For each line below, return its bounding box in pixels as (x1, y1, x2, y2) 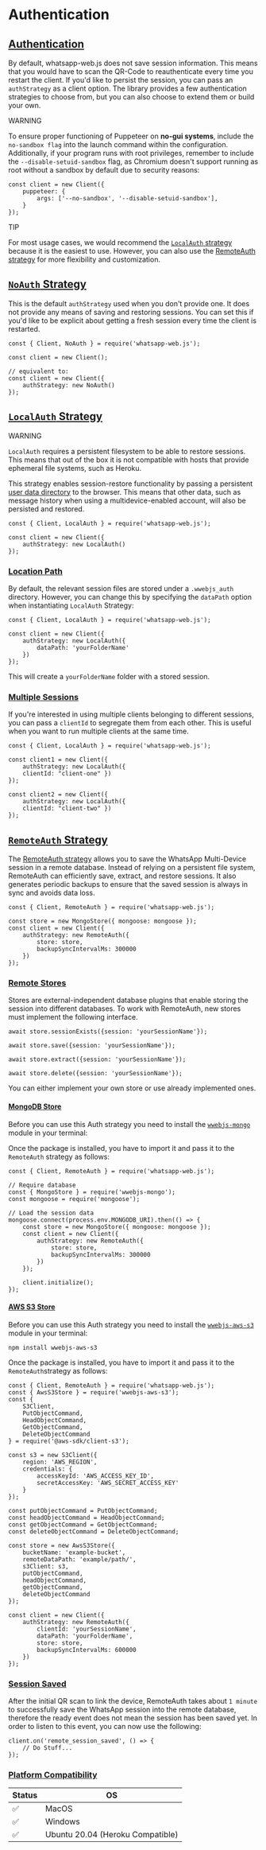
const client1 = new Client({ (8, 756, 109, 764)
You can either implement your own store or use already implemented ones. (8, 1083, 256, 1093)
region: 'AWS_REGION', (22, 1458, 98, 1466)
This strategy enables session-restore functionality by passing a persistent (8, 479, 253, 488)
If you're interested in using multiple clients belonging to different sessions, (8, 709, 254, 719)
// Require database (8, 1181, 77, 1189)
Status (12, 1790, 38, 1801)
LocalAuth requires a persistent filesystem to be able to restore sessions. (8, 446, 246, 456)
